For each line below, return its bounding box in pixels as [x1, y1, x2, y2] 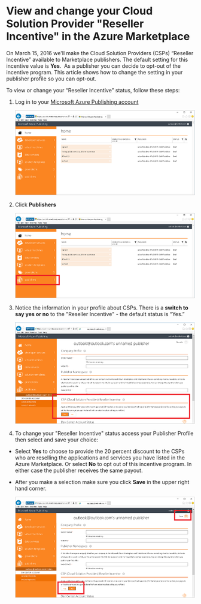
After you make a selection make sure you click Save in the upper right [14, 478, 190, 485]
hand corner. [14, 485, 47, 492]
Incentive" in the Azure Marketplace [6, 30, 190, 43]
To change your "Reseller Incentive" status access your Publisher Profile [14, 429, 194, 437]
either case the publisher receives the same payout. [14, 467, 143, 474]
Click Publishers [14, 201, 57, 208]
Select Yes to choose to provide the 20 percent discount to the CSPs [14, 447, 185, 455]
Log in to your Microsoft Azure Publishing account [14, 98, 139, 106]
